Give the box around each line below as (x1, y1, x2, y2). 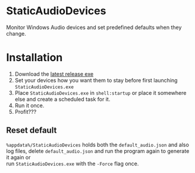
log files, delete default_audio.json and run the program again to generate (6, 147, 190, 155)
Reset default (6, 126, 57, 136)
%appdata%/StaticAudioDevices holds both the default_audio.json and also (6, 141, 189, 148)
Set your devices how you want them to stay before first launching (14, 76, 178, 84)
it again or (6, 153, 31, 161)
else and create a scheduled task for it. (14, 95, 111, 102)
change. (6, 30, 27, 37)
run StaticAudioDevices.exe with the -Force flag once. (6, 160, 139, 167)
